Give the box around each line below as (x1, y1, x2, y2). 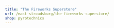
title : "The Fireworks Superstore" (5, 7, 77, 12)
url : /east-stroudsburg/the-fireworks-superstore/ (5, 11, 110, 16)
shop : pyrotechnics (5, 16, 45, 20)
